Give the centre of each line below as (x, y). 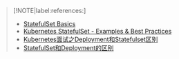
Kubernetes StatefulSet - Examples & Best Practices (97, 31)
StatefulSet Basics (49, 24)
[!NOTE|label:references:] (49, 11)
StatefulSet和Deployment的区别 (68, 48)
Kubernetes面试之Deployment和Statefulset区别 (91, 39)
